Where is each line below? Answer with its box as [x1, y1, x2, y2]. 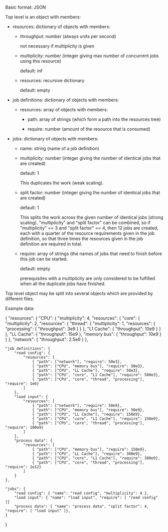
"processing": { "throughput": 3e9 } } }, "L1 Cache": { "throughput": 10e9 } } [5, 326, 161, 332]
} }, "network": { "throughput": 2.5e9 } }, [5, 337, 88, 342]
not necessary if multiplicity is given [20, 43, 95, 49]
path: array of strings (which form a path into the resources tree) [27, 116, 161, 122]
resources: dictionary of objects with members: [12, 24, 110, 30]
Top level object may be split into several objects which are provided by [5, 291, 153, 296]
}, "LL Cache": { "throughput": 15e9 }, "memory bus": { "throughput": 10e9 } [5, 331, 162, 337]
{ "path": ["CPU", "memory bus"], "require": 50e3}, [32, 364, 144, 369]
